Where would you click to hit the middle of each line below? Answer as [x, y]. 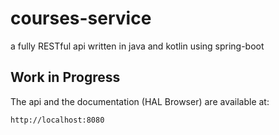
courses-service [81, 18]
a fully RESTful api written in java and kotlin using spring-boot [137, 46]
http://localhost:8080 [57, 120]
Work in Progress [65, 77]
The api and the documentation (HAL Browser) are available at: [140, 101]
